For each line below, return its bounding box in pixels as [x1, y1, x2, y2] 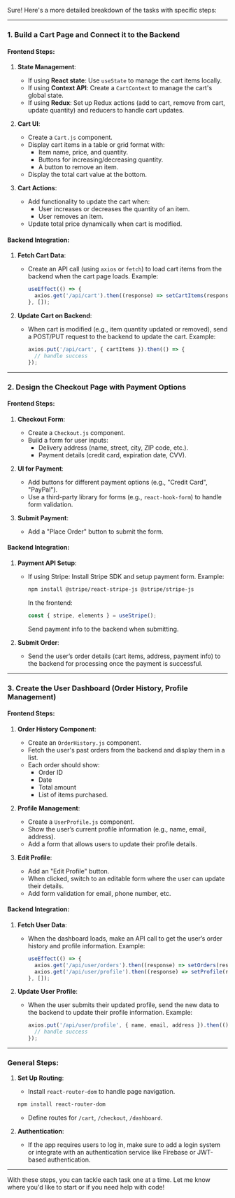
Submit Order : [17, 638, 59, 646]
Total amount [38, 783, 77, 791]
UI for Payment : [17, 464, 64, 473]
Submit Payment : [17, 513, 69, 522]
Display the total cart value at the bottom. [27, 171, 147, 179]
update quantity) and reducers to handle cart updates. [27, 106, 185, 115]
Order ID [38, 768, 63, 776]
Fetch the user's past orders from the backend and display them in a [27, 746, 225, 754]
